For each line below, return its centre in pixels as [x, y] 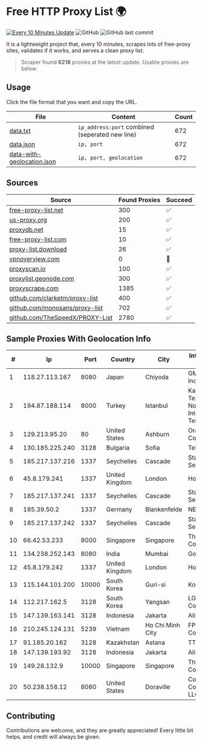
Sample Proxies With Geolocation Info [79, 338]
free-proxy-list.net [36, 210]
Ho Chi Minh [163, 625]
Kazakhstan [123, 643]
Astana [155, 643]
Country [123, 360]
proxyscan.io [28, 268]
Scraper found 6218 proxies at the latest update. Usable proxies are [105, 62]
